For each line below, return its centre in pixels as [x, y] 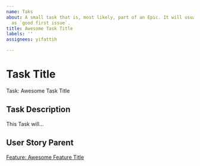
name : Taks [20, 12]
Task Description [38, 110]
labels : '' [20, 34]
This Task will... [25, 124]
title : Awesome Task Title [40, 28]
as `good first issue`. [41, 23]
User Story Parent [40, 143]
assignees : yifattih [32, 39]
